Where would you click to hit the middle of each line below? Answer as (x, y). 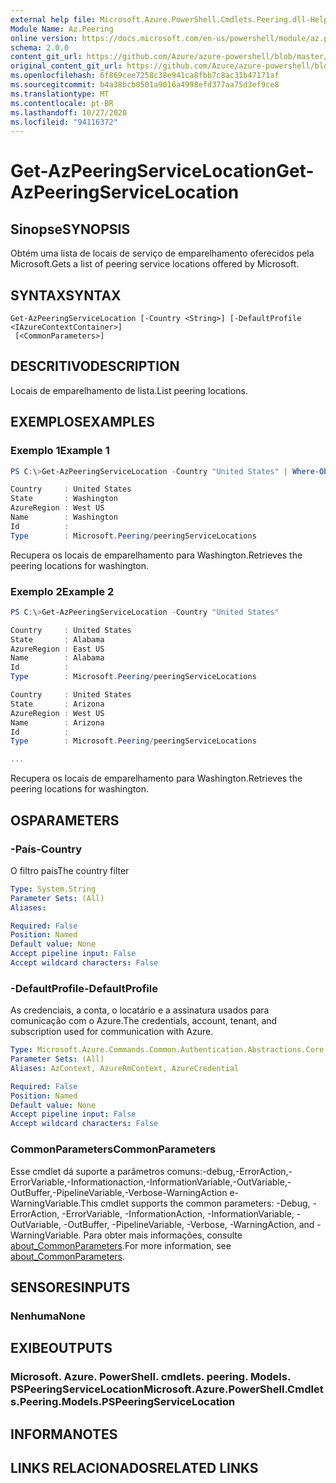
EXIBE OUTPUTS (61, 1348)
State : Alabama (57, 639)
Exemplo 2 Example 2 (62, 591)
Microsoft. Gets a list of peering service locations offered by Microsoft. (155, 264)
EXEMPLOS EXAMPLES (82, 422)
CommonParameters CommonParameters (113, 1149)
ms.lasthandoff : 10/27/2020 (69, 112)
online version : (44, 38)
